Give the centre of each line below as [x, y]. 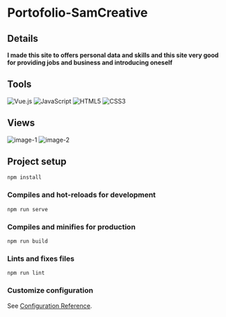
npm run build [28, 241]
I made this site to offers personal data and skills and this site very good [113, 55]
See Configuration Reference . [50, 306]
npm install [24, 178]
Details [23, 39]
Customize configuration [50, 291]
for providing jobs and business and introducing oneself [90, 63]
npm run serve [28, 209]
